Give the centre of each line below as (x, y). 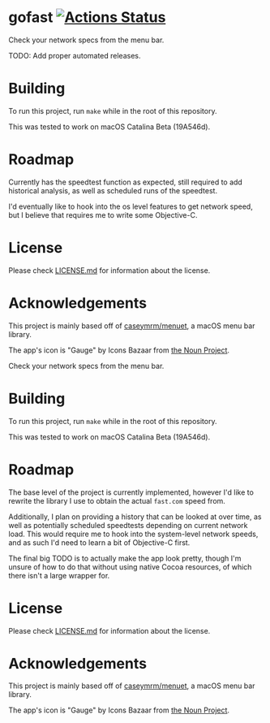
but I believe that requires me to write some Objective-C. (103, 214)
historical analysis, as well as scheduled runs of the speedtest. (113, 190)
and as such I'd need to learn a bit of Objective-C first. (99, 542)
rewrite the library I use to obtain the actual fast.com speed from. (117, 500)
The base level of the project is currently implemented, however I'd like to (131, 492)
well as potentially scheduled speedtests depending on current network (129, 525)
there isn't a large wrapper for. (59, 575)
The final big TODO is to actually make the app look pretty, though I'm (125, 558)
